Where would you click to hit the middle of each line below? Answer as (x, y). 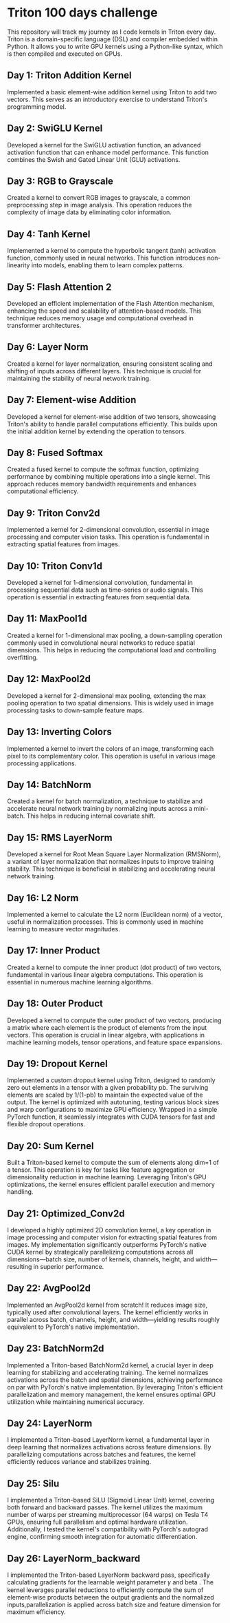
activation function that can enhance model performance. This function (108, 152)
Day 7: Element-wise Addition (72, 400)
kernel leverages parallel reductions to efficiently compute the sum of (105, 1590)
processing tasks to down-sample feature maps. (76, 710)
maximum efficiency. (37, 1612)
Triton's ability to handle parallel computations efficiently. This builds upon (112, 424)
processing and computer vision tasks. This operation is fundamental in (108, 537)
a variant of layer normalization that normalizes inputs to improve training (111, 862)
